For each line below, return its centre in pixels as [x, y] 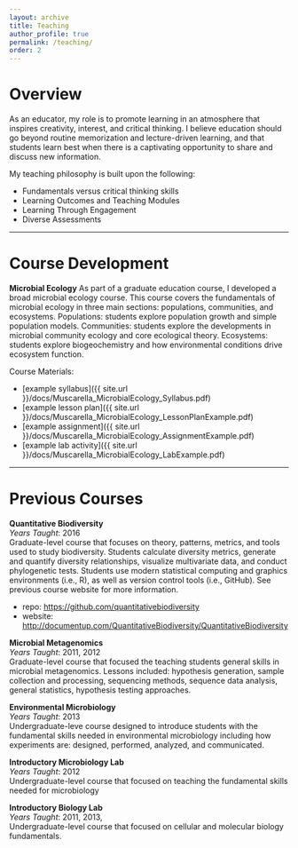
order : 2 [25, 51]
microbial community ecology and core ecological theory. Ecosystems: [139, 335]
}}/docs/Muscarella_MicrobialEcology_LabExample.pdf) [123, 455]
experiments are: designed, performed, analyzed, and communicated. [137, 745]
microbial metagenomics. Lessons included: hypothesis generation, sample [147, 670]
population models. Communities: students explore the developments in [141, 326]
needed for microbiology [54, 790]
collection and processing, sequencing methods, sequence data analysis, [143, 680]
